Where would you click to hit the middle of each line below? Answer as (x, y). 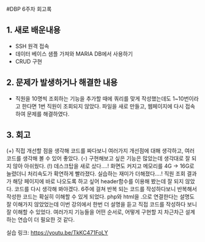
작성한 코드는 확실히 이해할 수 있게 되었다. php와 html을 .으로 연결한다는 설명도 (100, 197)
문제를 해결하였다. (48, 114)
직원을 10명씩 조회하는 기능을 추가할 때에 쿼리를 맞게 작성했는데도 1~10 (99, 98)
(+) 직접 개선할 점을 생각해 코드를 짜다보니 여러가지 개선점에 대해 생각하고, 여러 (100, 151)
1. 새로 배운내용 (34, 30)
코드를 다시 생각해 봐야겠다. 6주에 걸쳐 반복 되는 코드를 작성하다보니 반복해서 (106, 189)
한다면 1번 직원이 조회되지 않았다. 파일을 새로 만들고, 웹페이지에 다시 (103, 106)
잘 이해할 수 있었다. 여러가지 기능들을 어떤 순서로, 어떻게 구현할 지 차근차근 (95, 212)
